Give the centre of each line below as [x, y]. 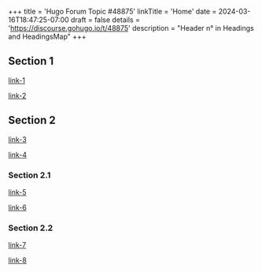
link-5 [17, 192]
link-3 [18, 139]
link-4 [18, 155]
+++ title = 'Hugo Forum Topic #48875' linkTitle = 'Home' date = [113, 11]
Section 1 [31, 61]
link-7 [17, 245]
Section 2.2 [31, 228]
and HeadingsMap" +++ [47, 36]
